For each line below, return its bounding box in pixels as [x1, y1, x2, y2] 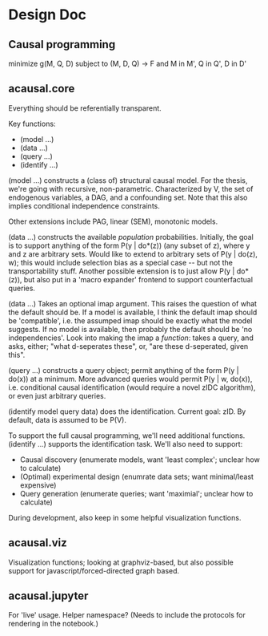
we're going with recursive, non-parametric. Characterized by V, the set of [8, 184, 254, 193]
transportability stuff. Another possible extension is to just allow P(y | [8, 266, 235, 276]
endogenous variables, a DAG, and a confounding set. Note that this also [8, 192, 248, 202]
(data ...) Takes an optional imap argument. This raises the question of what [8, 298, 258, 308]
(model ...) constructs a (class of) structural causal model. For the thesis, [8, 175, 248, 185]
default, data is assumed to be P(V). [8, 415, 126, 424]
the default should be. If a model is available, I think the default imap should [8, 307, 258, 317]
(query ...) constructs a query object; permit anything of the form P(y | [8, 365, 239, 375]
